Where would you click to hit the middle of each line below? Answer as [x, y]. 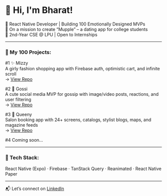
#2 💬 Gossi [16, 89]
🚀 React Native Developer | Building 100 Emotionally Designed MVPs [75, 24]
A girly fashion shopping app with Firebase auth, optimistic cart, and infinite [83, 69]
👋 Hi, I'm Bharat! [39, 10]
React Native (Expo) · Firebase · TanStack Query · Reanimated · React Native [83, 169]
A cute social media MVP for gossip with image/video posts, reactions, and [82, 94]
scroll [11, 74]
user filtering [18, 100]
